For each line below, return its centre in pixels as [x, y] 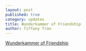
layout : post [19, 10]
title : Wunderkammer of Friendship [43, 24]
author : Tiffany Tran [28, 29]
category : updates [25, 19]
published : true [23, 15]
